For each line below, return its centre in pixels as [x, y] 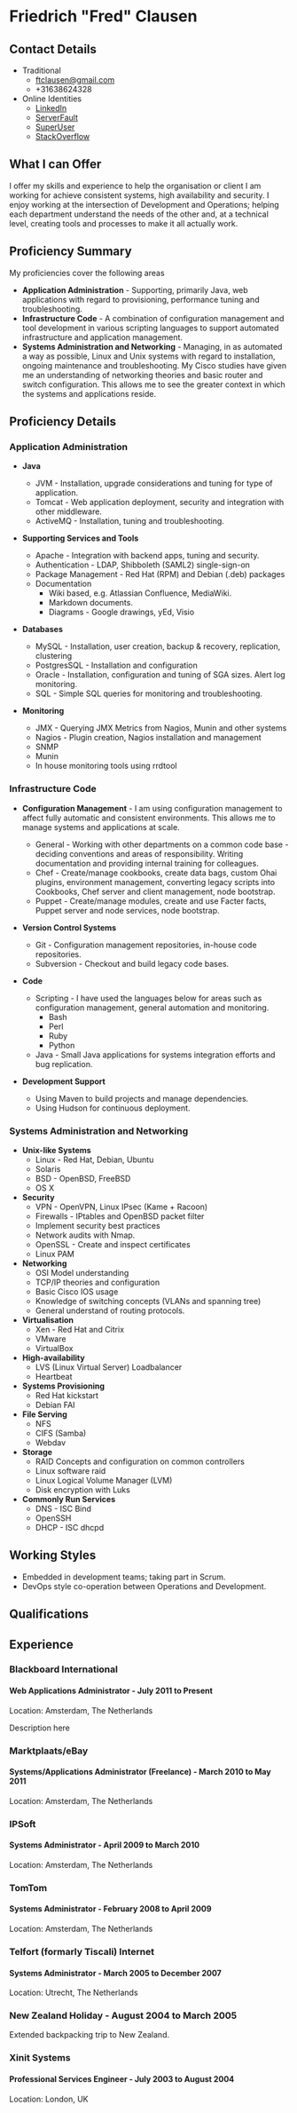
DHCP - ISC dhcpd [70, 1527]
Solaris [48, 1168]
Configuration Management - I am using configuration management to [152, 808]
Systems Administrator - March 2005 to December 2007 [115, 1973]
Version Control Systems [69, 927]
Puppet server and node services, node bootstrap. [127, 910]
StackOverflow [63, 136]
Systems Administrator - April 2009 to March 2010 [105, 1845]
